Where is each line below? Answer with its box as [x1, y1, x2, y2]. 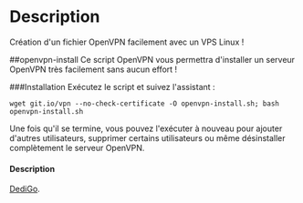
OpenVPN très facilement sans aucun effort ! [9, 64, 178, 75]
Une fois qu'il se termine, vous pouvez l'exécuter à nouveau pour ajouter [9, 123, 283, 134]
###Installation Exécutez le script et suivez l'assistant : [9, 81, 216, 92]
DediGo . [9, 184, 41, 195]
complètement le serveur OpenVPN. [9, 142, 145, 153]
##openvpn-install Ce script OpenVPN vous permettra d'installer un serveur [9, 54, 295, 65]
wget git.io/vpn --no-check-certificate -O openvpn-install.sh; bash [9, 98, 280, 108]
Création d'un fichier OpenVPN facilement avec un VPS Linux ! [9, 36, 245, 47]
